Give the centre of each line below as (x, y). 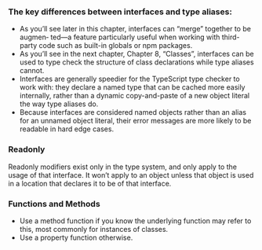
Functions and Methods (54, 204)
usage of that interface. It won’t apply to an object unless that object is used (131, 175)
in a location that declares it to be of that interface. (90, 183)
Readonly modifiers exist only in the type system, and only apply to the (123, 167)
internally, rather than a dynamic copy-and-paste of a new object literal (135, 96)
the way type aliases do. (59, 104)
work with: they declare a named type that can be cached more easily (132, 87)
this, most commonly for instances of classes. (94, 229)
